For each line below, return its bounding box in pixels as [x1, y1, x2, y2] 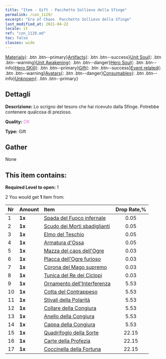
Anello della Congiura [43, 313, 95, 320]
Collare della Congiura [43, 305, 97, 312]
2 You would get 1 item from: [5, 194, 64, 200]
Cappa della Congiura [43, 321, 96, 328]
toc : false [5, 36, 28, 41]
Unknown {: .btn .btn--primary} [15, 75, 78, 81]
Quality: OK [5, 118, 30, 125]
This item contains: [5, 171, 67, 179]
